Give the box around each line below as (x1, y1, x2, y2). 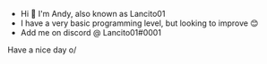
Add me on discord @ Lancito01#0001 (20, 28, 162, 37)
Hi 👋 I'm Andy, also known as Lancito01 (20, 9, 166, 19)
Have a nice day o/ (7, 44, 77, 55)
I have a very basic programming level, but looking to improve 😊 (20, 18, 259, 28)
